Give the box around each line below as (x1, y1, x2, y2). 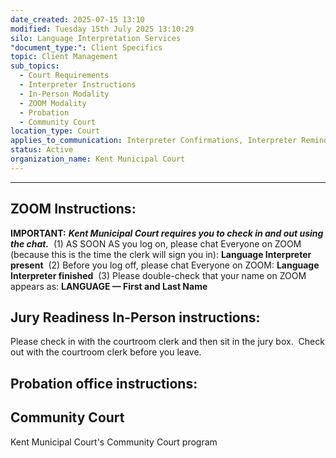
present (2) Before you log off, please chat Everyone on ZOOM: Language (10, 259, 320, 271)
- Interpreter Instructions (19, 80, 137, 90)
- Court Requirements (19, 71, 110, 81)
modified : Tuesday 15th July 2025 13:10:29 (10, 24, 195, 34)
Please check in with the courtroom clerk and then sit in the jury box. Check (10, 336, 325, 348)
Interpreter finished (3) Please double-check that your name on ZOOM (10, 269, 307, 281)
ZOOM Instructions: (10, 201, 137, 218)
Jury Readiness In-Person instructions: (10, 309, 261, 326)
